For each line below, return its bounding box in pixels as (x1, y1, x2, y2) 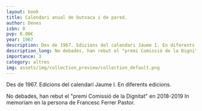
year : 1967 (6, 37, 34, 43)
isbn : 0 (6, 25, 26, 32)
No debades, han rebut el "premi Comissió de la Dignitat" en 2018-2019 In (6, 92, 189, 100)
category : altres (6, 59, 50, 65)
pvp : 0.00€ (6, 31, 34, 37)
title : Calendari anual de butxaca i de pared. (6, 14, 128, 20)
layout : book (6, 8, 39, 15)
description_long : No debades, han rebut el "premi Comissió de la (6, 48, 179, 54)
